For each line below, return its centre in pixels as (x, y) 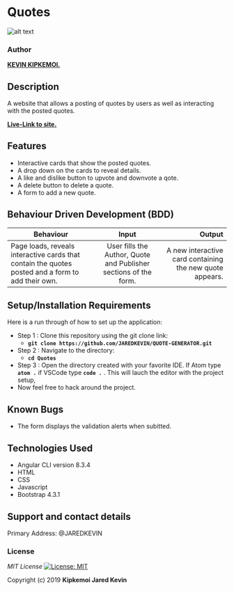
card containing (197, 259)
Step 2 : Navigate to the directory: (66, 351)
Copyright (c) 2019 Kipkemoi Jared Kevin (67, 580)
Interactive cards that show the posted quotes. (84, 163)
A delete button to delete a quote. (65, 185)
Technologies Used (50, 448)
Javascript (32, 487)
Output (211, 234)
